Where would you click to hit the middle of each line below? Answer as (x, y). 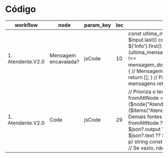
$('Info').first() (145, 46)
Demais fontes (145, 116)
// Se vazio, (141, 147)
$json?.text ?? (144, 135)
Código (20, 9)
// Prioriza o (142, 91)
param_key (98, 25)
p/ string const (145, 141)
